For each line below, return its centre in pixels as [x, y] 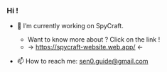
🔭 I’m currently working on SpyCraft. [70, 26]
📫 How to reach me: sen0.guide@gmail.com [82, 61]
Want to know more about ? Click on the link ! [94, 40]
